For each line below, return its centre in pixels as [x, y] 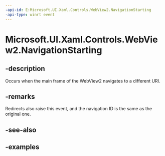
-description [25, 69]
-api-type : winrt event [30, 15]
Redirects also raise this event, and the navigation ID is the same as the [79, 109]
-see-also [21, 130]
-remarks [20, 96]
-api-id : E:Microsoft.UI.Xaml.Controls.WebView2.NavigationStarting [78, 10]
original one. [18, 114]
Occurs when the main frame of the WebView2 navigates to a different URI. [83, 81]
